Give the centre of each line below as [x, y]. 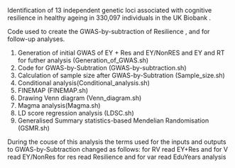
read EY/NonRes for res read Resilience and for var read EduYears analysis [117, 157]
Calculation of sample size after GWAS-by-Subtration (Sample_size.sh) [121, 75]
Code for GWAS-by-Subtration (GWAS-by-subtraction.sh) [102, 68]
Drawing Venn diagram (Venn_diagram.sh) [80, 98]
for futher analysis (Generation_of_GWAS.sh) [83, 60]
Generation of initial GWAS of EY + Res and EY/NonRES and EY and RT [121, 53]
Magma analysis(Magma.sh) [59, 105]
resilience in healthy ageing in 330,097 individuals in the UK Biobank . [109, 18]
